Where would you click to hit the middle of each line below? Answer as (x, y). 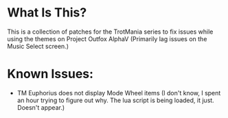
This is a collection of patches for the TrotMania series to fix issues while (110, 32)
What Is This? (47, 13)
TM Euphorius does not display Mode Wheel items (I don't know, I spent (119, 93)
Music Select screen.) (38, 46)
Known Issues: (50, 74)
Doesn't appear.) (41, 107)
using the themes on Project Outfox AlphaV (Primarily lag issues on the (107, 38)
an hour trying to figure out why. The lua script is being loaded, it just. (115, 100)
